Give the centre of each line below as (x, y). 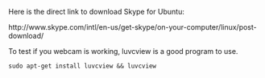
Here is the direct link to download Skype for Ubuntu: (97, 12)
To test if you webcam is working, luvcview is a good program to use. (123, 51)
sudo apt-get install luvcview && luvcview (83, 66)
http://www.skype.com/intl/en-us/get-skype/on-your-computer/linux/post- (133, 27)
